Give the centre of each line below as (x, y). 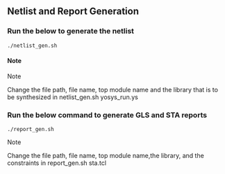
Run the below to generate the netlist (70, 31)
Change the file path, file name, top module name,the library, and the (106, 156)
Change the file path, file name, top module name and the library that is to (113, 89)
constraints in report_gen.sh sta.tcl (57, 163)
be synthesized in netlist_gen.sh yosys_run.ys (73, 97)
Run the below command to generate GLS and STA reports (107, 115)
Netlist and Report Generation (73, 11)
